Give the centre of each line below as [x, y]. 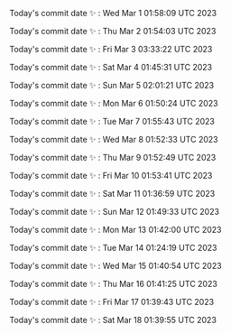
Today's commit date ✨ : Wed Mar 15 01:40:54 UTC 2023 [116, 266]
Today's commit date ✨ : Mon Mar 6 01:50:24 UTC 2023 [114, 103]
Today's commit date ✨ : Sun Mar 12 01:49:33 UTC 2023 [114, 212]
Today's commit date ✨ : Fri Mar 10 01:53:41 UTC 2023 [111, 176]
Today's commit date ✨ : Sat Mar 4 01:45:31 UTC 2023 [111, 67]
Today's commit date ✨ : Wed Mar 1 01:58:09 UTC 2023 [113, 13]
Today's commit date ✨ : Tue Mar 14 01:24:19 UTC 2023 [113, 248]
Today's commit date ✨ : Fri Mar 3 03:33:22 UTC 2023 [111, 49]
